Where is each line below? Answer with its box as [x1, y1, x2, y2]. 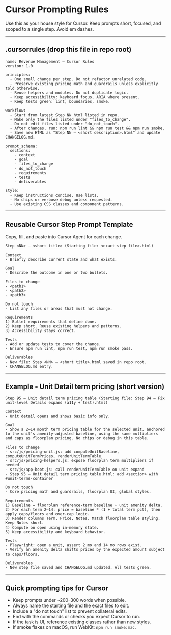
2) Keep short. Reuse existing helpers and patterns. [5, 323, 122, 329]
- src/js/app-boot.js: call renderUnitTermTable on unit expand [5, 467, 145, 472]
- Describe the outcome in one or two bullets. [5, 270, 108, 275]
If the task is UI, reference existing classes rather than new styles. [12, 619, 151, 625]
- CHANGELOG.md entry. [5, 364, 53, 369]
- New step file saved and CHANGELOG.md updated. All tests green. [5, 565, 152, 570]
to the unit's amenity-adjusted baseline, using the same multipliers [5, 431, 158, 436]
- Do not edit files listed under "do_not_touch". [10, 121, 120, 126]
